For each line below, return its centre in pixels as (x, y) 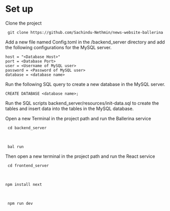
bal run (16, 146)
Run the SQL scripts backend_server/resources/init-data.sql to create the (82, 103)
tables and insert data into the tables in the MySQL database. (69, 109)
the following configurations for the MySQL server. (58, 47)
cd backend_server (27, 128)
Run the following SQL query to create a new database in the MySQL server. (85, 84)
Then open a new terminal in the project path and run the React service (80, 156)
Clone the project (23, 23)
